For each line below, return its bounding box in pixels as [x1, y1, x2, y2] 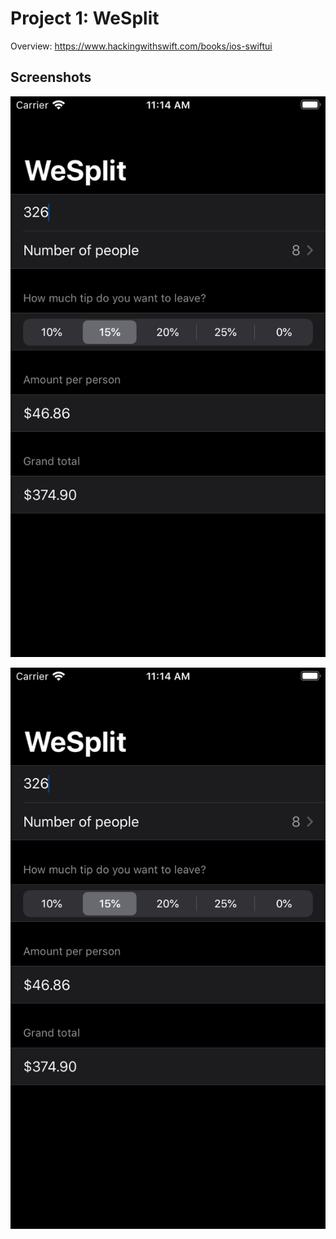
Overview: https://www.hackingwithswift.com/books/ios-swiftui [10, 40, 273, 52]
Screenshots [10, 69, 92, 86]
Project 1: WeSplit [10, 7, 160, 30]
